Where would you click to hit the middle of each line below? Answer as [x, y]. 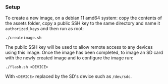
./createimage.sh [23, 38]
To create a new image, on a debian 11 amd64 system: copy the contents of [84, 18]
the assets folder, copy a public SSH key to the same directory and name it [83, 23]
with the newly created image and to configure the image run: [69, 58]
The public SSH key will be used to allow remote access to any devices [79, 47]
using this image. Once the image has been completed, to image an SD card [84, 53]
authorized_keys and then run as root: [45, 29]
